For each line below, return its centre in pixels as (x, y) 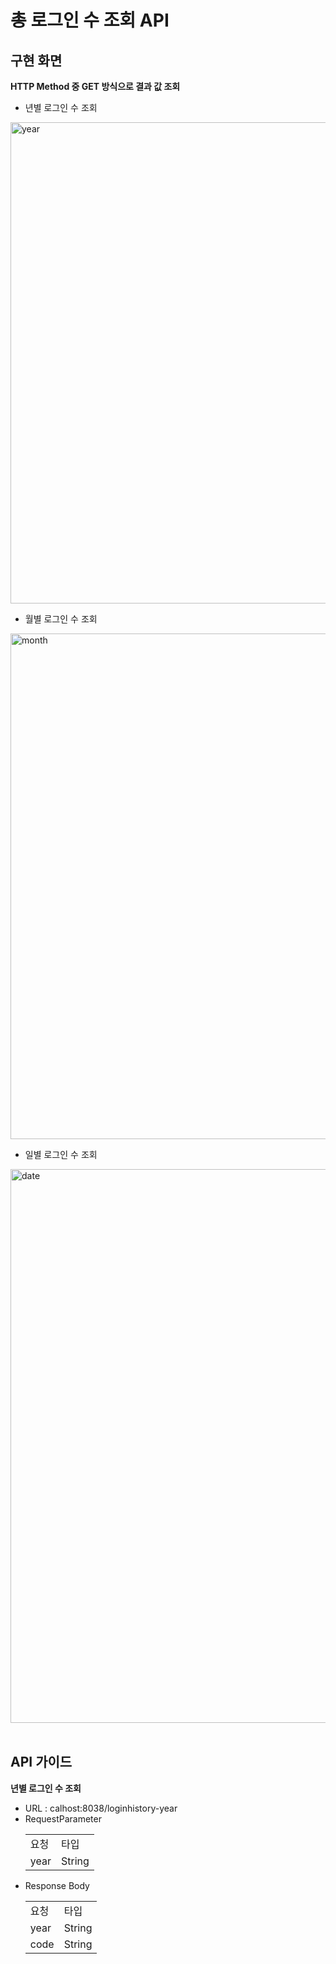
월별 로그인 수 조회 (61, 619)
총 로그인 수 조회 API (90, 20)
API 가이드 (41, 1762)
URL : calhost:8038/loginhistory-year (101, 1808)
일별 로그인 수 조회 (61, 1154)
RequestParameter (63, 1818)
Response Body (57, 1885)
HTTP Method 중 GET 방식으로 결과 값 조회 (95, 86)
